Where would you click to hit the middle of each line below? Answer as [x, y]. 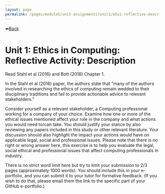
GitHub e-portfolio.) [25, 186]
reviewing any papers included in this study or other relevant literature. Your [82, 130]
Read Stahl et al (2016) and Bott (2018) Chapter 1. [55, 74]
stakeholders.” [20, 99]
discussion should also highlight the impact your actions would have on [77, 135]
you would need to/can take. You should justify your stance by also [73, 125]
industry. [14, 156]
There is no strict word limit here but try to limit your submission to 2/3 [76, 166]
